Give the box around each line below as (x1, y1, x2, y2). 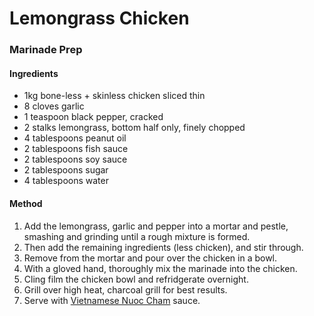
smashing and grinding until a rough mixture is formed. (23, 230, 251, 242)
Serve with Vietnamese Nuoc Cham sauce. (23, 294, 201, 306)
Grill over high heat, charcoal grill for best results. (23, 283, 228, 296)
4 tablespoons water (23, 175, 109, 187)
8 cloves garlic (23, 100, 85, 112)
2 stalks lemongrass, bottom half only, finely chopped (23, 122, 246, 134)
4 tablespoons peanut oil (23, 132, 127, 144)
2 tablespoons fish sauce (23, 143, 129, 155)
